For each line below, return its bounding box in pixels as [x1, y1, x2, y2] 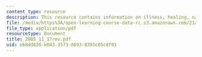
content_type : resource [6, 8, 66, 15]
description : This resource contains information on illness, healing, [6, 14, 189, 20]
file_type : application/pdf [6, 25, 77, 31]
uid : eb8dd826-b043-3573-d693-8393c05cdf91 [6, 42, 117, 48]
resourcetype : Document [6, 31, 66, 37]
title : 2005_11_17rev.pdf [6, 36, 71, 42]
